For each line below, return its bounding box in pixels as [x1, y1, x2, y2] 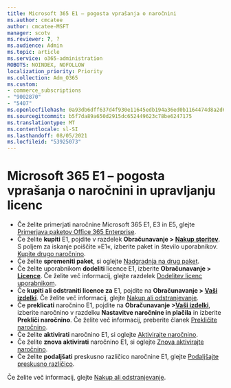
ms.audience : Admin [7, 42, 63, 49]
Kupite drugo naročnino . [16, 250, 86, 258]
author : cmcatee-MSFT [7, 23, 69, 30]
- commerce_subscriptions [7, 87, 81, 94]
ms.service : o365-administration [7, 55, 103, 62]
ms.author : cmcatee [7, 17, 63, 23]
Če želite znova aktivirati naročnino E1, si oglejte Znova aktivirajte [16, 338, 204, 346]
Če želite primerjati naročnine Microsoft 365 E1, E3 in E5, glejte [16, 220, 195, 229]
